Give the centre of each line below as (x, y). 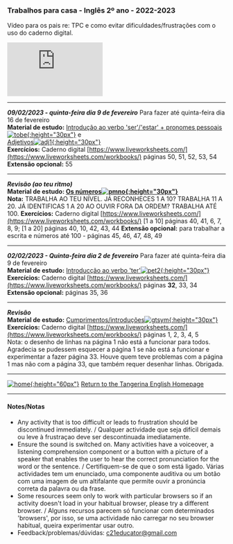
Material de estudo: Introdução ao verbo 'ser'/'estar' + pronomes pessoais (115, 128)
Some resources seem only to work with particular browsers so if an (115, 495)
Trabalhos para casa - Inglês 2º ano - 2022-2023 (91, 10)
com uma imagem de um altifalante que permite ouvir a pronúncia (111, 481)
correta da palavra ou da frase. (61, 488)
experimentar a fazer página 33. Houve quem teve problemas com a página (115, 357)
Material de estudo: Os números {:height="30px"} (93, 192)
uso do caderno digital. (40, 33)
